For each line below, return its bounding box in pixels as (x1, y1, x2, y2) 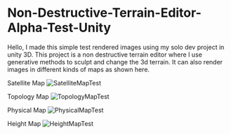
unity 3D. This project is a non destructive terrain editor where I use (7, 50, 202, 59)
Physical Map (7, 106, 47, 114)
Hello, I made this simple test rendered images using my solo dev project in (7, 43, 225, 51)
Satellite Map (7, 78, 46, 87)
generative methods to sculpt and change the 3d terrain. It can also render (7, 57, 223, 66)
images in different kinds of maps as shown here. (7, 65, 150, 73)
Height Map (7, 119, 41, 127)
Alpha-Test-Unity (7, 20, 111, 36)
